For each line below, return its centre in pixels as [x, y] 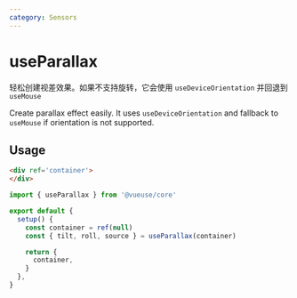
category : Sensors [43, 17]
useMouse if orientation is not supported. [82, 122]
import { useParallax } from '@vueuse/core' [93, 195]
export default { [41, 211]
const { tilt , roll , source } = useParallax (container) [131, 236]
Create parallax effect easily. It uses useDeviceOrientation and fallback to [144, 113]
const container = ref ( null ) [79, 228]
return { [41, 252]
